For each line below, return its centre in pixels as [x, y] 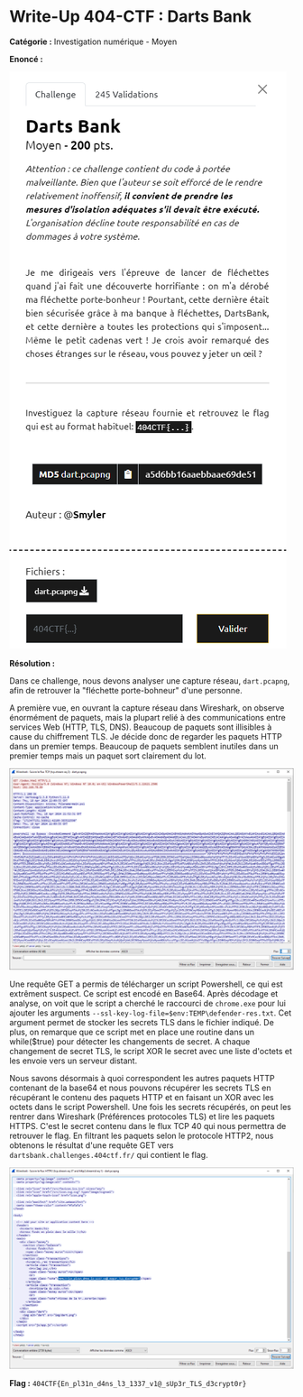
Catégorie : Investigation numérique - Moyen [93, 41]
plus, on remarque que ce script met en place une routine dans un [132, 1032]
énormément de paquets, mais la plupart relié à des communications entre [147, 717]
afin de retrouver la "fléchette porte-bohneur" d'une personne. [126, 690]
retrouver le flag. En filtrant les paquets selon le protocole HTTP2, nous [142, 1135]
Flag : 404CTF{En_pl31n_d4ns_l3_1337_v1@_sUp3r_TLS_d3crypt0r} [128, 1383]
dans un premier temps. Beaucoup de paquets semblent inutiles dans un [144, 746]
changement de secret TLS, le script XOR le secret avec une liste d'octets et [151, 1051]
